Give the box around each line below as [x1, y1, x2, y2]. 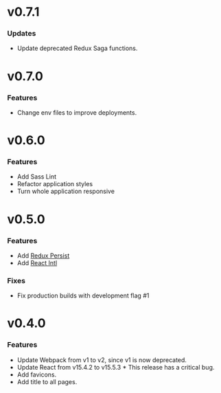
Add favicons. [16, 370, 57, 379]
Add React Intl [16, 258, 58, 267]
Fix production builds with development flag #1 [16, 291, 150, 300]
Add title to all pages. [16, 377, 78, 385]
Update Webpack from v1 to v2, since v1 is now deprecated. [16, 355, 187, 364]
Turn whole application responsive [16, 187, 115, 196]
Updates [7, 29, 36, 38]
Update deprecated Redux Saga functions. [16, 44, 138, 52]
